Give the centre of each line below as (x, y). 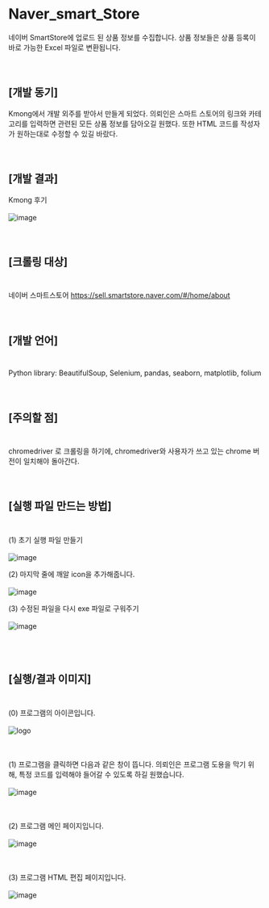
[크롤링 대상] (38, 262)
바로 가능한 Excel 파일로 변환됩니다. (64, 47)
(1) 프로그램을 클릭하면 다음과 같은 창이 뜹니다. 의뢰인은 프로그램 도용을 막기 (127, 764)
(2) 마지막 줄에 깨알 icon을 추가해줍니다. (72, 574)
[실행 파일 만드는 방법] (60, 506)
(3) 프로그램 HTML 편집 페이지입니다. (67, 877)
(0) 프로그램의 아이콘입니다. (52, 713)
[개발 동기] (33, 92)
